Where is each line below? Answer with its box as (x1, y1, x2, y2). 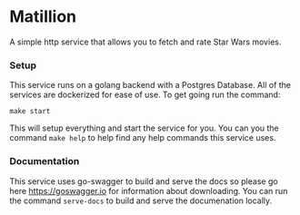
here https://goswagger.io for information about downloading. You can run (9, 185, 288, 196)
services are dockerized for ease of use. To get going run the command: (9, 89, 281, 101)
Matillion (9, 6, 77, 27)
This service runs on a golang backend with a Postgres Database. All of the (9, 80, 292, 91)
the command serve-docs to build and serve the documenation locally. (9, 195, 273, 206)
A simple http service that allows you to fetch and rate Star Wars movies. (9, 36, 282, 47)
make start (9, 107, 51, 116)
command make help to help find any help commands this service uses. (9, 132, 276, 143)
